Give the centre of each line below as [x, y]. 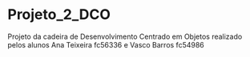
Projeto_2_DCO [59, 15]
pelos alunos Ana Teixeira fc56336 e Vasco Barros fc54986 [106, 44]
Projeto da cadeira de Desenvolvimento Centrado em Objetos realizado [125, 36]
